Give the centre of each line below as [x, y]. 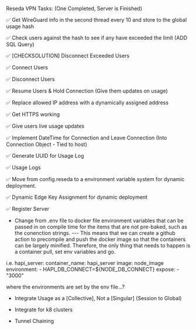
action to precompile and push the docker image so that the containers [100, 239]
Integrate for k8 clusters [44, 309]
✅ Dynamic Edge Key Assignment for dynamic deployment [77, 197]
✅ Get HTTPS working [33, 114]
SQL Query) [20, 44]
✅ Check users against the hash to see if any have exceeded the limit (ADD [97, 38]
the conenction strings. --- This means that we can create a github [95, 233]
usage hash [20, 26]
